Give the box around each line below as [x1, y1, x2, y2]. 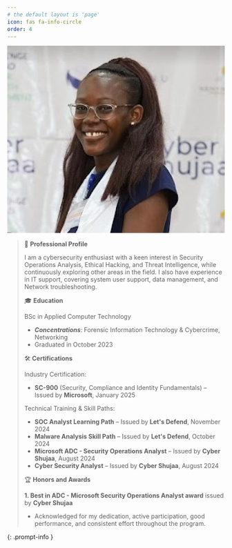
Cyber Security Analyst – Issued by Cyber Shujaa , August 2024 [34, 462, 220, 470]
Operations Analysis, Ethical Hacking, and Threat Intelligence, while [23, 261, 217, 269]
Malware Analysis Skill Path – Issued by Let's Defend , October [34, 432, 215, 441]
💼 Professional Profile [23, 240, 88, 248]
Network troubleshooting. [23, 283, 97, 291]
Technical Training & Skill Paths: [23, 404, 115, 413]
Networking [34, 333, 68, 342]
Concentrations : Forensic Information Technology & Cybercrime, [34, 326, 220, 334]
